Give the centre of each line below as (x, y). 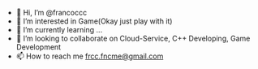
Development (39, 47)
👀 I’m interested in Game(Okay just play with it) (94, 21)
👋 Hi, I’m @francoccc (52, 13)
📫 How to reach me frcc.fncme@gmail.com (90, 56)
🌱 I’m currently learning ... (59, 30)
